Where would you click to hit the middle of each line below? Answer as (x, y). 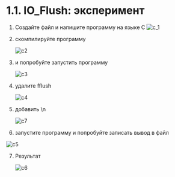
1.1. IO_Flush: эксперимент (75, 11)
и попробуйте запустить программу (61, 62)
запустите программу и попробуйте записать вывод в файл (92, 132)
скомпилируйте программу (50, 39)
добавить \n (30, 109)
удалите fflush (33, 86)
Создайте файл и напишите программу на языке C (80, 27)
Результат (28, 156)
